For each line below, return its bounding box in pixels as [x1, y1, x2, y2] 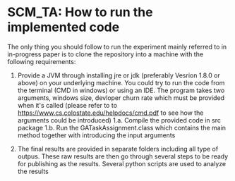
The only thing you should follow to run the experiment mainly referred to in [7, 42, 227, 51]
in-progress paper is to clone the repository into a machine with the [7, 50, 203, 58]
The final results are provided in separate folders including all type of [17, 144, 219, 153]
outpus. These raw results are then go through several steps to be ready [17, 152, 229, 161]
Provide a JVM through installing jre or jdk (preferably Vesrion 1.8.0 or [17, 71, 221, 80]
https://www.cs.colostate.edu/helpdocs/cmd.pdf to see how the [17, 108, 204, 117]
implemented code [7, 19, 120, 35]
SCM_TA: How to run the [7, 4, 153, 20]
